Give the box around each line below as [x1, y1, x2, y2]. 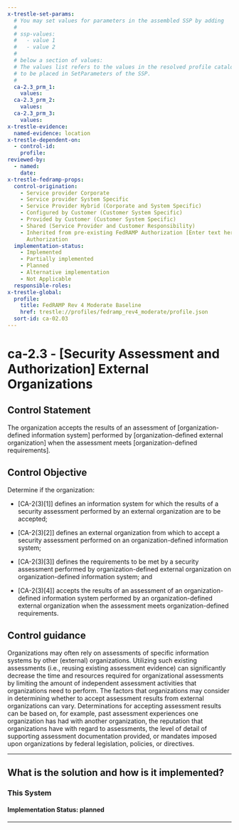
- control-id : [14, 143, 55, 150]
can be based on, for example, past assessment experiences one [7, 709, 199, 717]
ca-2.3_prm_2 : [14, 97, 55, 104]
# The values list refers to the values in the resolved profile [14, 63, 212, 71]
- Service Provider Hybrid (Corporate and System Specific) [20, 202, 202, 210]
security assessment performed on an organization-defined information [17, 536, 228, 544]
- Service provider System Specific [20, 196, 129, 203]
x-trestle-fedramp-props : [7, 176, 84, 183]
